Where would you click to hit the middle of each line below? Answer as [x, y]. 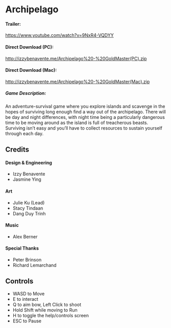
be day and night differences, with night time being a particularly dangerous [85, 117]
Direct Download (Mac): [31, 70]
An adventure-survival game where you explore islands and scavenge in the [85, 106]
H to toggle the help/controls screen [51, 315]
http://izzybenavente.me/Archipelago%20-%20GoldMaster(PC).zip [76, 58]
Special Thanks [22, 248]
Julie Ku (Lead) [29, 202]
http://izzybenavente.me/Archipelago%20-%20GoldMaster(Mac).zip [78, 81]
